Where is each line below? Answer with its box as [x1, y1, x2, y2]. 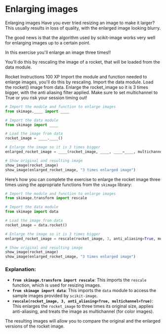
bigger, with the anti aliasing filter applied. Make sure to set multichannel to [5, 89, 158, 95]
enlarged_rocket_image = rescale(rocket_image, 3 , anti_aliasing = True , [5, 236, 156, 241]
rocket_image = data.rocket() [5, 223, 68, 227]
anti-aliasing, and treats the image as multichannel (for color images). [12, 308, 154, 314]
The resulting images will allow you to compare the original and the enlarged [5, 318, 161, 324]
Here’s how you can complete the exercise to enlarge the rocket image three [5, 176, 161, 182]
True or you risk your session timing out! [5, 95, 87, 101]
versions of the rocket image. [5, 323, 65, 329]
